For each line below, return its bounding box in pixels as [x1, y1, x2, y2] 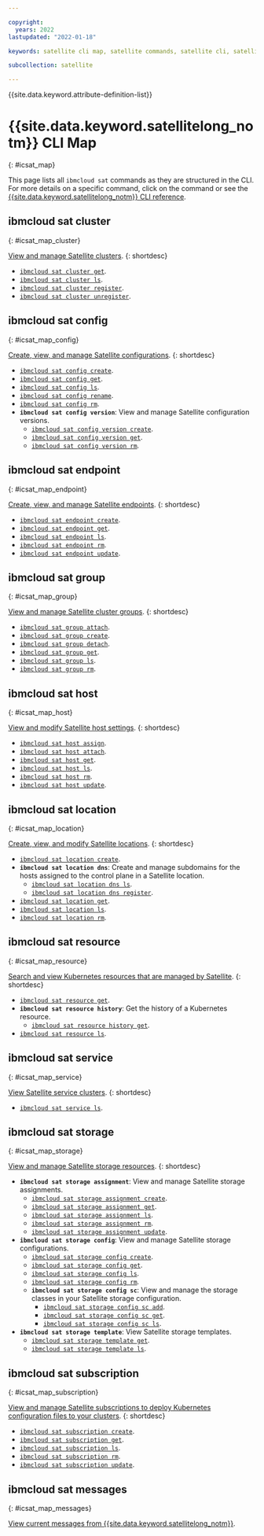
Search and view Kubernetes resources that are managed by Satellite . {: [8, 971, 241, 981]
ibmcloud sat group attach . [19, 622, 110, 632]
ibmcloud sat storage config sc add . [42, 1302, 165, 1312]
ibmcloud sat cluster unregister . [19, 291, 131, 300]
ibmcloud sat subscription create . [19, 1427, 135, 1436]
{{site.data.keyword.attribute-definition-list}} [8, 90, 153, 99]
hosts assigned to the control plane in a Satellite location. [19, 871, 205, 880]
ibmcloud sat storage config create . [31, 1252, 154, 1262]
